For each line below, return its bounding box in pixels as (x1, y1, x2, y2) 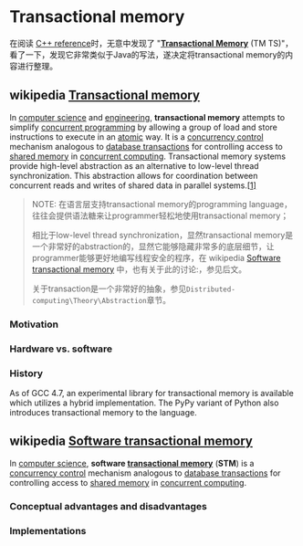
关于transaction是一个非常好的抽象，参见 (31, 283, 187, 294)
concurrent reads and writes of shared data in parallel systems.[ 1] (9, 180, 257, 191)
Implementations (9, 524, 87, 537)
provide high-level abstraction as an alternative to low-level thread (9, 160, 259, 171)
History (9, 367, 44, 380)
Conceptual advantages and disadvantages (9, 499, 207, 512)
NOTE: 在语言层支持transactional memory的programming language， (31, 198, 292, 209)
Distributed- (185, 285, 235, 294)
